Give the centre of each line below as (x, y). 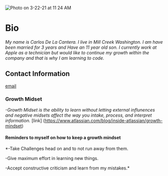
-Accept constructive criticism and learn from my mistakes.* (67, 168)
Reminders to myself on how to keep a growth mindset (63, 137)
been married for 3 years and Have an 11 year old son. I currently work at (81, 47)
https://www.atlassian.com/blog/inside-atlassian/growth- (104, 121)
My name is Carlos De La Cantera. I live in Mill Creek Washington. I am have (84, 42)
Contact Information (38, 74)
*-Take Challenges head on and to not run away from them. (67, 149)
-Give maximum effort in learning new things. (52, 158)
